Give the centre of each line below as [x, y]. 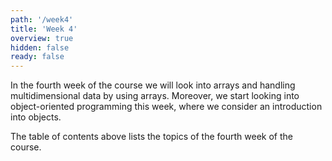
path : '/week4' [42, 19]
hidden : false [40, 47]
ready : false [37, 57]
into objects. [36, 117]
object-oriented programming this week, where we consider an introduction [166, 107]
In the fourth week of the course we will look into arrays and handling [153, 85]
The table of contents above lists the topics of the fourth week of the [151, 137]
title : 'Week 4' [44, 29]
